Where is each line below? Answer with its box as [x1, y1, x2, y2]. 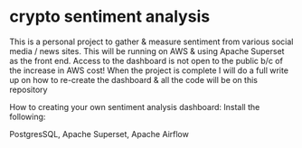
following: [9, 111, 46, 122]
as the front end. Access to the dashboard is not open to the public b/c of [9, 55, 283, 66]
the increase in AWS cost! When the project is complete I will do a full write [9, 65, 289, 76]
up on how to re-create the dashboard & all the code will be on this [9, 74, 258, 85]
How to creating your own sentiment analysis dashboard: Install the [9, 101, 260, 112]
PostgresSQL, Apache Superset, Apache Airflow [9, 128, 190, 139]
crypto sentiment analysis [9, 6, 211, 27]
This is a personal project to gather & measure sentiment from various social [9, 36, 294, 47]
